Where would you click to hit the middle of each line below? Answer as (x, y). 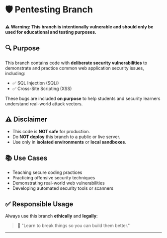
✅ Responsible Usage (39, 204)
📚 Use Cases (26, 158)
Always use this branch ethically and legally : (51, 216)
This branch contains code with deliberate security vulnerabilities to (76, 63)
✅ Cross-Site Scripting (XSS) (42, 88)
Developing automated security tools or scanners (63, 188)
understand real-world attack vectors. (44, 104)
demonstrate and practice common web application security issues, (75, 68)
